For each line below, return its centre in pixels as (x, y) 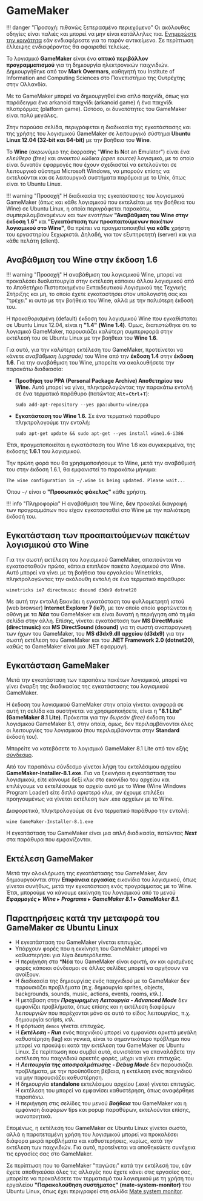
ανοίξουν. (28, 974)
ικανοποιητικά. (34, 1116)
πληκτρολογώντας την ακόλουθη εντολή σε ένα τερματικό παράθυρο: (96, 579)
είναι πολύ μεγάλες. (32, 115)
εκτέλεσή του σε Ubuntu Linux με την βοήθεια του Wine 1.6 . (82, 338)
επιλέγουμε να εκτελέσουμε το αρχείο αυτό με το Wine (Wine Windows (96, 786)
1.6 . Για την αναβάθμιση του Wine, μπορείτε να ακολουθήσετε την (90, 362)
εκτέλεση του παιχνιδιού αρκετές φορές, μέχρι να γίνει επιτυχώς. (98, 1058)
